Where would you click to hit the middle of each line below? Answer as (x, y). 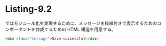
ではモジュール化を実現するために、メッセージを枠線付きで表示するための (81, 23)
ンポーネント (18, 29)
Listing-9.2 (29, 9)
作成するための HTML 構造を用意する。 (76, 29)
